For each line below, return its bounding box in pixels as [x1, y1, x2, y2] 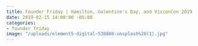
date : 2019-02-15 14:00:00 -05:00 [6, 14, 93, 20]
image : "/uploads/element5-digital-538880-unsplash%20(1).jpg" [6, 31, 169, 37]
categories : [6, 20, 36, 26]
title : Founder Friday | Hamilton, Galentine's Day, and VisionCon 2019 [6, 8, 193, 15]
